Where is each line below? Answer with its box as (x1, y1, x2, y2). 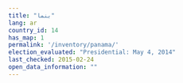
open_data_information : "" (8, 63, 98, 71)
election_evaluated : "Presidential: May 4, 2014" (8, 48, 177, 56)
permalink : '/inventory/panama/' (8, 41, 119, 49)
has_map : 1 (8, 33, 45, 42)
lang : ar (8, 19, 37, 27)
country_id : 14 (8, 26, 59, 34)
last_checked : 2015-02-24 (8, 56, 94, 64)
